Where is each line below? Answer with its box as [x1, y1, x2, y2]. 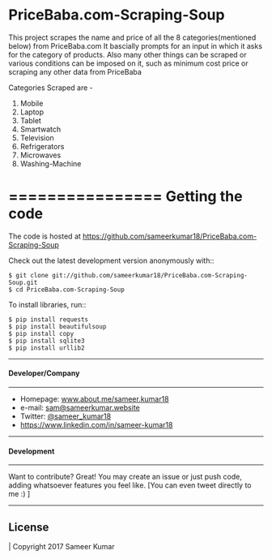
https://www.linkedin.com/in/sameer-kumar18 [19, 420, 173, 430]
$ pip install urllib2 [8, 343, 85, 352]
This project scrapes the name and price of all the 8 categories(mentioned [8, 32, 257, 42]
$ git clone [8, 271, 49, 279]
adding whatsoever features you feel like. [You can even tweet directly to [8, 480, 252, 490]
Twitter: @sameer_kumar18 [19, 411, 112, 421]
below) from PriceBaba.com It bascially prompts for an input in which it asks [8, 41, 263, 50]
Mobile [19, 98, 44, 108]
